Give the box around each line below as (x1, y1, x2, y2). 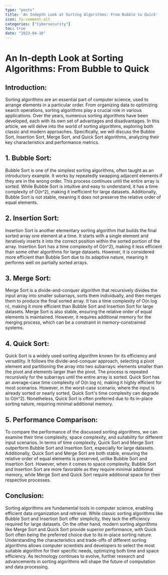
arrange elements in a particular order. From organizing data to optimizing (5, 102, 158, 108)
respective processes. (5, 477, 51, 483)
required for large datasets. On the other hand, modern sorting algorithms (5, 521, 157, 527)
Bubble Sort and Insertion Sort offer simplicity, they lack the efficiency (5, 516, 150, 522)
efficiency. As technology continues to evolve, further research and (5, 553, 144, 559)
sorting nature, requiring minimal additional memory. (5, 401, 114, 407)
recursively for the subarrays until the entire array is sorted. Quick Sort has (5, 374, 160, 380)
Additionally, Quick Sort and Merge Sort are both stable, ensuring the (5, 450, 148, 456)
